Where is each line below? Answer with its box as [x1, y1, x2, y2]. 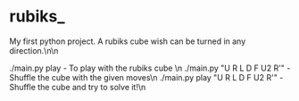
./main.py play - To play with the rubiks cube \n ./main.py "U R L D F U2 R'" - [9, 63, 291, 73]
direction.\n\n [9, 45, 59, 55]
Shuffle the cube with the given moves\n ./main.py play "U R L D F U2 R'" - [9, 72, 284, 82]
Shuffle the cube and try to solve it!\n [9, 81, 146, 92]
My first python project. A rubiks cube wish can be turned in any [9, 36, 246, 46]
